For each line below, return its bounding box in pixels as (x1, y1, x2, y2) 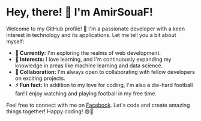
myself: (6, 38, 25, 45)
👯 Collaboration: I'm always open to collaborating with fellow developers (14, 68, 195, 75)
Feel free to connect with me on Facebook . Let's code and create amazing (6, 101, 190, 108)
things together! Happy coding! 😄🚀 (6, 107, 94, 115)
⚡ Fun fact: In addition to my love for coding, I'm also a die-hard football (14, 81, 193, 88)
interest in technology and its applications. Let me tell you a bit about (6, 31, 176, 38)
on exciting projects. (14, 75, 66, 82)
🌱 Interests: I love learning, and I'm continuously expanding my (14, 55, 172, 63)
